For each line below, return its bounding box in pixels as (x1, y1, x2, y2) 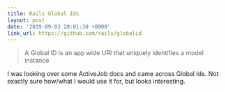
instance (24, 56, 50, 65)
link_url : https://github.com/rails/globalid (7, 29, 142, 37)
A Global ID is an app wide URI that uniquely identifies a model (24, 49, 204, 57)
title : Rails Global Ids (7, 10, 80, 17)
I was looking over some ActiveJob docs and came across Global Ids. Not (7, 70, 219, 78)
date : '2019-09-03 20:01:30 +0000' (7, 23, 111, 30)
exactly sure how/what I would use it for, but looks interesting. (7, 77, 186, 86)
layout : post (7, 17, 45, 24)
